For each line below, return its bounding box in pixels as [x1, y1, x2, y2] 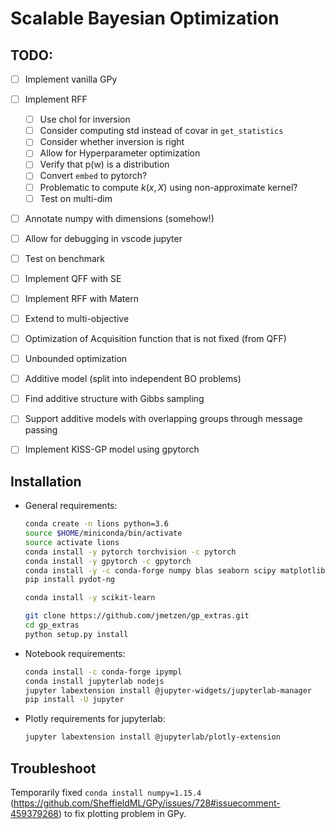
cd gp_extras [24, 620, 80, 631]
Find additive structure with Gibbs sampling [24, 393, 205, 405]
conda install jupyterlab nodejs [24, 676, 165, 686]
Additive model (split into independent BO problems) [24, 373, 242, 385]
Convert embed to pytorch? [39, 170, 148, 182]
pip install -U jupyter [24, 695, 125, 705]
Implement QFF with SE [24, 272, 122, 284]
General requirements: [24, 500, 118, 512]
